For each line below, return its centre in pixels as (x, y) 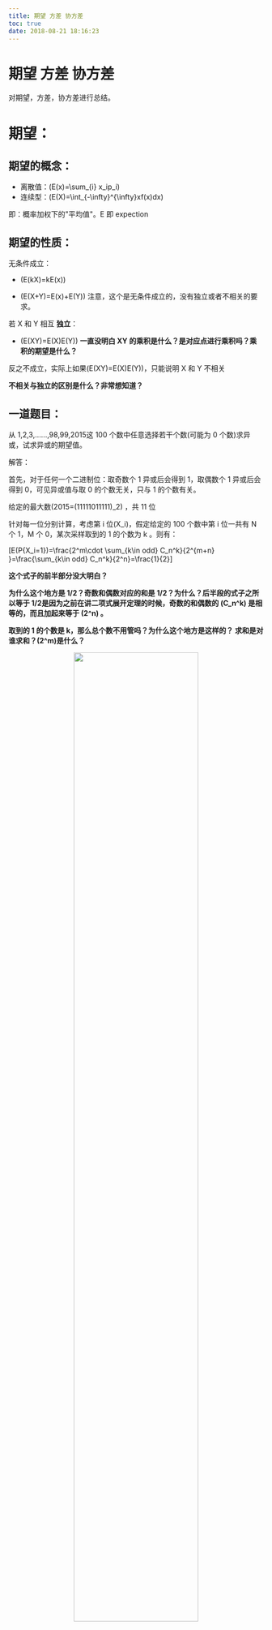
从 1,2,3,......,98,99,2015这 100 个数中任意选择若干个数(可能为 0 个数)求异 (130, 434)
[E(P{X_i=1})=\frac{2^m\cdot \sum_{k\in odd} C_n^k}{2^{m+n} (112, 550)
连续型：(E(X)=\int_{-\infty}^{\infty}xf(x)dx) (92, 197)
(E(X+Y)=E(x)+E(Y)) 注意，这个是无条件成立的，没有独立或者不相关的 (135, 296)
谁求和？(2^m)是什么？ (47, 640)
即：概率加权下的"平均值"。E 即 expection (79, 214)
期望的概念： (40, 166)
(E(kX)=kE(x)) (43, 280)
